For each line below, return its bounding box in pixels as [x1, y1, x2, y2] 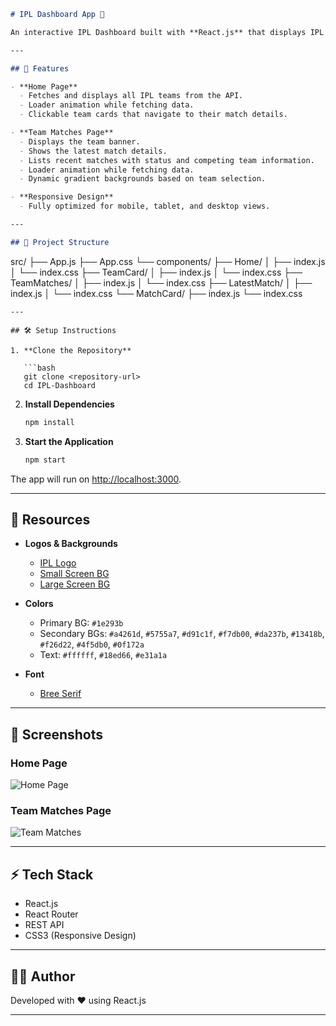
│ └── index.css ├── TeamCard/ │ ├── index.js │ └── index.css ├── [10, 266, 303, 278]
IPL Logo [39, 557, 77, 569]
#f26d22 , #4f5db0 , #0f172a [39, 638, 145, 650]
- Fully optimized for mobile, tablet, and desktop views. [19, 201, 271, 212]
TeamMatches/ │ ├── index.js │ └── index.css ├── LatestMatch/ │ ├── [10, 276, 313, 289]
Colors [24, 598, 54, 610]
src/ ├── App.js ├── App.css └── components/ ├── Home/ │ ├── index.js [10, 255, 326, 267]
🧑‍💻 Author [10, 968, 76, 985]
